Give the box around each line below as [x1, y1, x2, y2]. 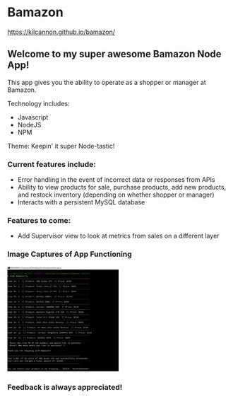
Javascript [17, 112, 49, 121]
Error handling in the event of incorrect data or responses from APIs [17, 175, 215, 184]
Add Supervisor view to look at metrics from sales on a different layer [17, 231, 220, 241]
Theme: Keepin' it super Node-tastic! [7, 141, 115, 150]
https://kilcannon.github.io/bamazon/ [7, 28, 115, 36]
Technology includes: [7, 99, 70, 108]
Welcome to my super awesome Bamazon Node [7, 48, 222, 60]
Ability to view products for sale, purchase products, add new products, [17, 183, 227, 192]
